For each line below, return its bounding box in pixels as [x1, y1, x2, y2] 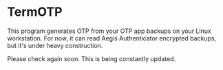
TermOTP [7, 4, 63, 20]
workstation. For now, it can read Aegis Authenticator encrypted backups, [7, 34, 217, 42]
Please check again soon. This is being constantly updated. [7, 54, 176, 62]
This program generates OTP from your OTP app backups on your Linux [7, 27, 211, 35]
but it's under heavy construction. [7, 41, 103, 49]
